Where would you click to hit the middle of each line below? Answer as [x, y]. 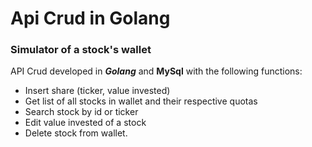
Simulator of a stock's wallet [81, 50]
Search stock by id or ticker [81, 112]
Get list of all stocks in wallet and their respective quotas [141, 101]
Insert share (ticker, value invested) [97, 91]
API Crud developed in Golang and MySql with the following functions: [156, 71]
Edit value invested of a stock [85, 123]
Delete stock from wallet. [76, 133]
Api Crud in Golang [90, 18]
